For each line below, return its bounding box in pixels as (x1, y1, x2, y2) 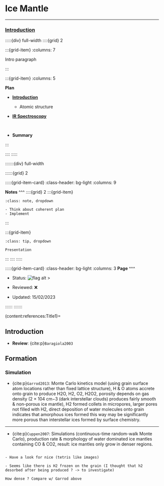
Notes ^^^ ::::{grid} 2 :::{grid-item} (5, 189, 73, 195)
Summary (12, 133, 33, 138)
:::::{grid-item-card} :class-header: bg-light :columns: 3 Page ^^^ (5, 265, 135, 271)
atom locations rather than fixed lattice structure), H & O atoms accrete (12, 385, 155, 391)
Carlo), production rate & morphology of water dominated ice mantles (12, 436, 152, 442)
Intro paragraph (5, 57, 37, 63)
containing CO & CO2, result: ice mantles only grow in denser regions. (12, 441, 153, 447)
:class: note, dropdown (5, 199, 54, 203)
